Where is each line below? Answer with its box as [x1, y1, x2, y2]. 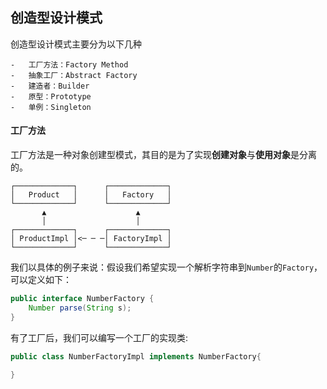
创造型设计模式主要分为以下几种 [10, 38, 142, 50]
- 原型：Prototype [10, 91, 92, 102]
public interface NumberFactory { [10, 294, 155, 304]
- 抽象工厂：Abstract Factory [10, 70, 138, 80]
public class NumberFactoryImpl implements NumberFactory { [10, 351, 262, 362]
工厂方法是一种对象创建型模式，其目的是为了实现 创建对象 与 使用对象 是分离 [10, 149, 317, 161]
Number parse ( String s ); [28, 303, 132, 313]
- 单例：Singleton [10, 102, 92, 112]
